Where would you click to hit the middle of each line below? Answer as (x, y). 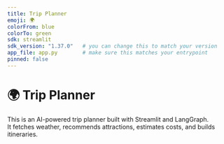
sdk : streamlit (29, 40)
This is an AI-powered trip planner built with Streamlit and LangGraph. (108, 119)
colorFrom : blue (31, 27)
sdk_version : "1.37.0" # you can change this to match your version (112, 46)
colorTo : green (29, 33)
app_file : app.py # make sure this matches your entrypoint (108, 53)
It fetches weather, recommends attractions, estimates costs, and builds (111, 127)
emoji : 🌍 (21, 20)
